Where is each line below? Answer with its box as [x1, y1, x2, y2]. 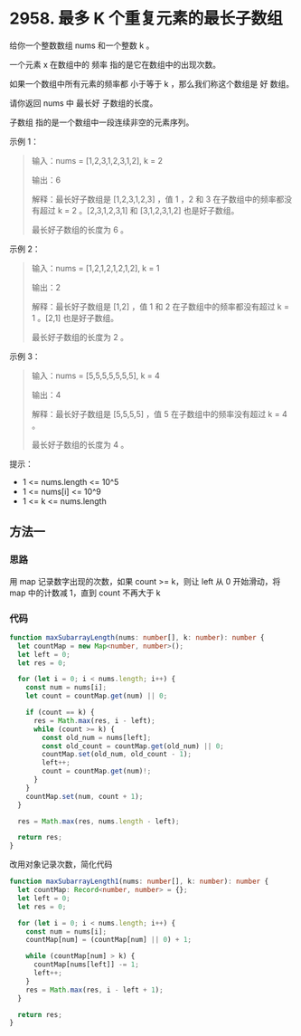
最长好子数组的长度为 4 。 [31, 439, 129, 450]
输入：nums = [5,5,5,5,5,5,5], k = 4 [31, 370, 161, 381]
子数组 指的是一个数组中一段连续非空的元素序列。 [9, 117, 194, 128]
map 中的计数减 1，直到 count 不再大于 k [9, 587, 161, 598]
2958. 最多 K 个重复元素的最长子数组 [9, 8, 283, 29]
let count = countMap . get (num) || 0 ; [25, 691, 168, 701]
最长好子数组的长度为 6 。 [31, 223, 129, 235]
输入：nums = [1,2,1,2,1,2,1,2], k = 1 [31, 262, 160, 273]
